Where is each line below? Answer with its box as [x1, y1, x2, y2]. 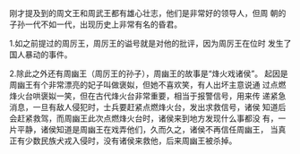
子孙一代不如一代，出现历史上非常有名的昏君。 [9, 19, 182, 30]
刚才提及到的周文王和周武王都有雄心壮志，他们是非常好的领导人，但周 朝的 [9, 8, 287, 18]
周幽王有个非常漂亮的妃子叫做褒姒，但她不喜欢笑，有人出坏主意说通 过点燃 [9, 80, 287, 90]
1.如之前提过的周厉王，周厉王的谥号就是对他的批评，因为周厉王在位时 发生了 [9, 38, 292, 48]
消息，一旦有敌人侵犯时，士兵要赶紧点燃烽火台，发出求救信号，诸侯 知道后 [9, 102, 287, 112]
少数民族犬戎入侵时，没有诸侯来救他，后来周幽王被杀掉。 [24, 135, 237, 146]
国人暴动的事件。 [9, 49, 73, 60]
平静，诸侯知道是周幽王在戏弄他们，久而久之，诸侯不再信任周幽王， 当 [16, 124, 279, 134]
